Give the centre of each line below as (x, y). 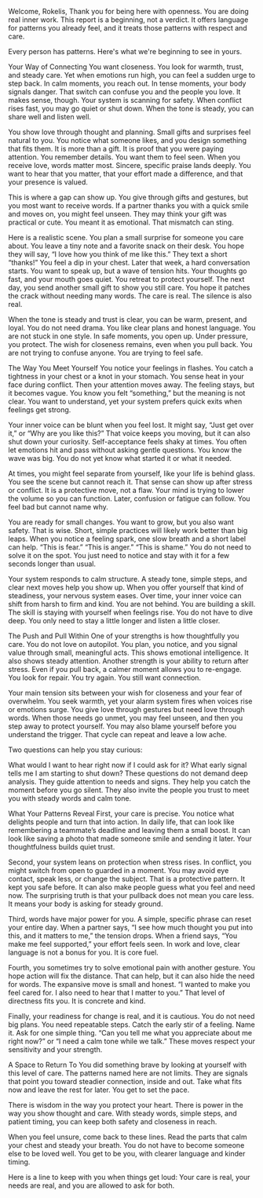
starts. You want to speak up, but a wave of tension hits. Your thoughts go (128, 271)
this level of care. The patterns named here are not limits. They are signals (128, 1073)
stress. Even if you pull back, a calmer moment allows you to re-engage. (125, 669)
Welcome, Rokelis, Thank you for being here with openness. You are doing (128, 11)
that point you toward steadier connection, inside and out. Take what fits (125, 1081)
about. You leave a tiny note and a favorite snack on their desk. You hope (126, 246)
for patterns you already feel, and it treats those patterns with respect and (128, 28)
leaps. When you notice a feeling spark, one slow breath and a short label (127, 539)
